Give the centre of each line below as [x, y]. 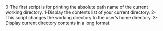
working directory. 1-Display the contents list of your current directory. [78, 12]
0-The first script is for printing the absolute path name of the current [77, 7]
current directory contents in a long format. [66, 23]
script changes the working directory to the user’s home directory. [84, 18]
